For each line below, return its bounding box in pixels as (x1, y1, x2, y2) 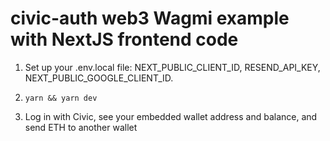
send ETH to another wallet (24, 121, 138, 133)
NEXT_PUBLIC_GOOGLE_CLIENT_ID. (24, 72, 174, 84)
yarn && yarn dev (24, 93, 98, 103)
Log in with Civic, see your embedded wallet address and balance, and (24, 110, 318, 122)
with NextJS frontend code (10, 28, 239, 51)
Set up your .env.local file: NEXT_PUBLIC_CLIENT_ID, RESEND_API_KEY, (24, 61, 321, 73)
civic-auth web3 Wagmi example (10, 7, 290, 30)
